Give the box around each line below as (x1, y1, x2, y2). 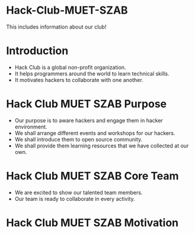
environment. (14, 123, 47, 130)
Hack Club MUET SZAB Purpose (6, 97, 167, 111)
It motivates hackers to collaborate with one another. (14, 76, 143, 83)
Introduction (6, 44, 69, 58)
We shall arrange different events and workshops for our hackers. (14, 129, 175, 137)
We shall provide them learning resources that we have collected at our (14, 142, 189, 149)
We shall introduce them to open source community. (14, 136, 143, 143)
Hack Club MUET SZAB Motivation (6, 216, 179, 229)
